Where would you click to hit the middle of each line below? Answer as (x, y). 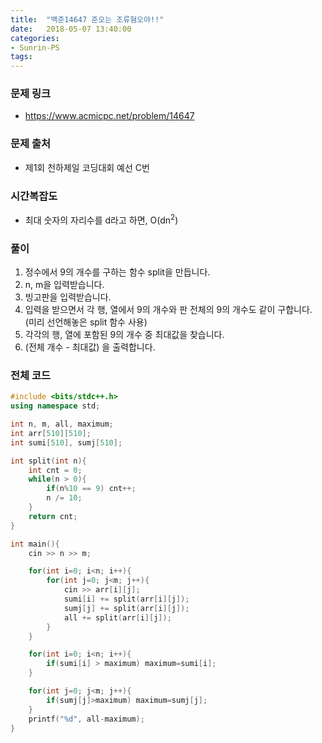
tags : (21, 57)
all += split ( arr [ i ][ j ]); (117, 617)
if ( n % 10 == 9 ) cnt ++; (91, 489)
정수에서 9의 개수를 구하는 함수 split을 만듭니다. (117, 272)
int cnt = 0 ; (55, 470)
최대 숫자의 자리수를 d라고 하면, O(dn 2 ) (101, 219)
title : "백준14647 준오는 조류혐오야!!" (87, 19)
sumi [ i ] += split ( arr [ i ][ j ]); (126, 599)
